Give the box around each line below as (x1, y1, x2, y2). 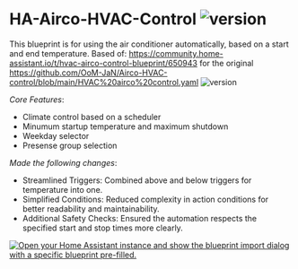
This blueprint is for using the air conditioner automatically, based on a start (9, 39, 289, 49)
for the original (198, 57, 254, 68)
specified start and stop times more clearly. (22, 222, 184, 233)
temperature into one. (22, 184, 103, 195)
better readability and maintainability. (22, 203, 160, 214)
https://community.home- (128, 48, 224, 58)
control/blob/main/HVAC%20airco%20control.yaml (9, 76, 199, 87)
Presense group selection (22, 140, 118, 151)
